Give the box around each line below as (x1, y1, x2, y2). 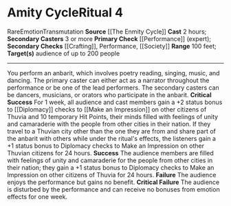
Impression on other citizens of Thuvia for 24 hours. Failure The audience (7, 170, 217, 179)
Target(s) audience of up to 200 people (7, 49, 120, 57)
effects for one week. (7, 192, 67, 201)
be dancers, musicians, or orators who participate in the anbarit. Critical (7, 90, 212, 99)
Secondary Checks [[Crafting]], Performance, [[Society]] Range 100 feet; (7, 42, 217, 50)
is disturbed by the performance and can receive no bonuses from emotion (7, 185, 220, 193)
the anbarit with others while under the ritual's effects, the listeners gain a (7, 134, 217, 142)
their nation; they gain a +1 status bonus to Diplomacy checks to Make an (7, 163, 214, 172)
